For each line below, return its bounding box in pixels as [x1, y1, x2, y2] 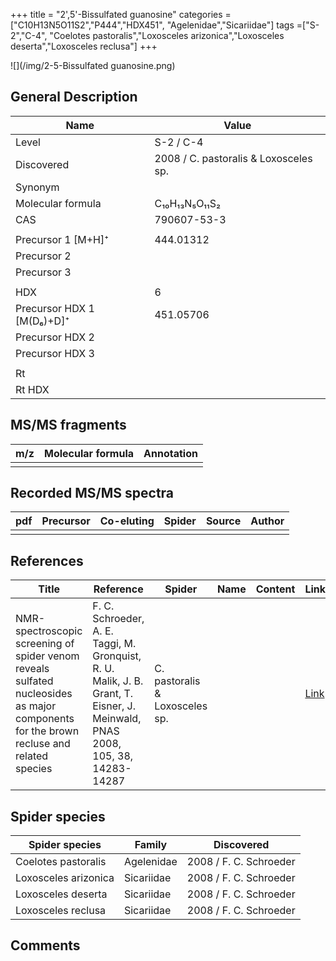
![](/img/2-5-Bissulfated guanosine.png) [10, 60, 176, 71]
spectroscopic [15, 624, 83, 638]
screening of [15, 637, 75, 651]
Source [205, 514, 242, 528]
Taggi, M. [92, 637, 137, 651]
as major [15, 699, 57, 713]
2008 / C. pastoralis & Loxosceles [154, 151, 313, 165]
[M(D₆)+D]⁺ [15, 314, 70, 328]
